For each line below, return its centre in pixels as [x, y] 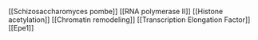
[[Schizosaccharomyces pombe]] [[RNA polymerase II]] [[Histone [116, 11]
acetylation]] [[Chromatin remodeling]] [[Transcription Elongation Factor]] [129, 20]
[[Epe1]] [21, 28]
